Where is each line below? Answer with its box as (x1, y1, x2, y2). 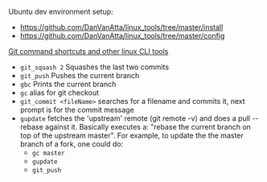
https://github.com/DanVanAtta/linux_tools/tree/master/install (19, 23, 224, 31)
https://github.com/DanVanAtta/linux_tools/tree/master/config (19, 31, 225, 40)
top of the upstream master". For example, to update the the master (19, 130, 244, 140)
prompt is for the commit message (19, 105, 134, 114)
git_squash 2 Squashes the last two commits (19, 62, 170, 72)
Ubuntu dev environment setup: (8, 7, 114, 16)
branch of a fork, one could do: (19, 139, 123, 148)
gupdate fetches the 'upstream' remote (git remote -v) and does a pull (19, 114, 251, 123)
